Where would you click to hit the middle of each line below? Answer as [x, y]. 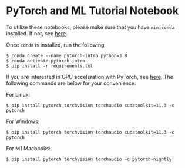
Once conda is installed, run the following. [56, 45]
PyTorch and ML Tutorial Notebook [92, 11]
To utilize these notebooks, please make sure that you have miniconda [90, 27]
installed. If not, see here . [37, 33]
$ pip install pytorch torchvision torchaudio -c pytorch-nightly [89, 159]
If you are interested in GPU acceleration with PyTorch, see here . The [90, 77]
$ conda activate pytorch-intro [46, 61]
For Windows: [23, 121]
